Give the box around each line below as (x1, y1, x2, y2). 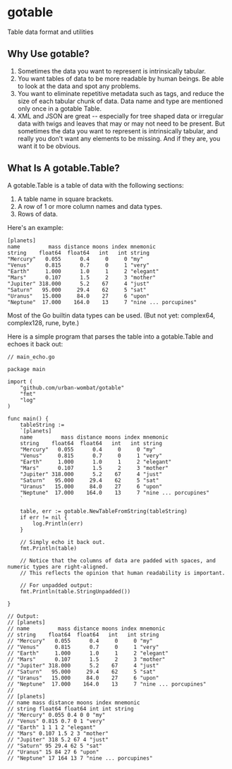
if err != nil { (20, 514, 68, 521)
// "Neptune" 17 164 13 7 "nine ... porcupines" (7, 754, 153, 762)
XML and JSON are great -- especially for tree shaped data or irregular (17, 111, 224, 120)
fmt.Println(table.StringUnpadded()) (20, 588, 131, 595)
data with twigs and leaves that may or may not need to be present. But (17, 119, 226, 128)
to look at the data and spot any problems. (17, 82, 141, 90)
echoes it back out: (7, 339, 63, 348)
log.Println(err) (32, 520, 83, 527)
